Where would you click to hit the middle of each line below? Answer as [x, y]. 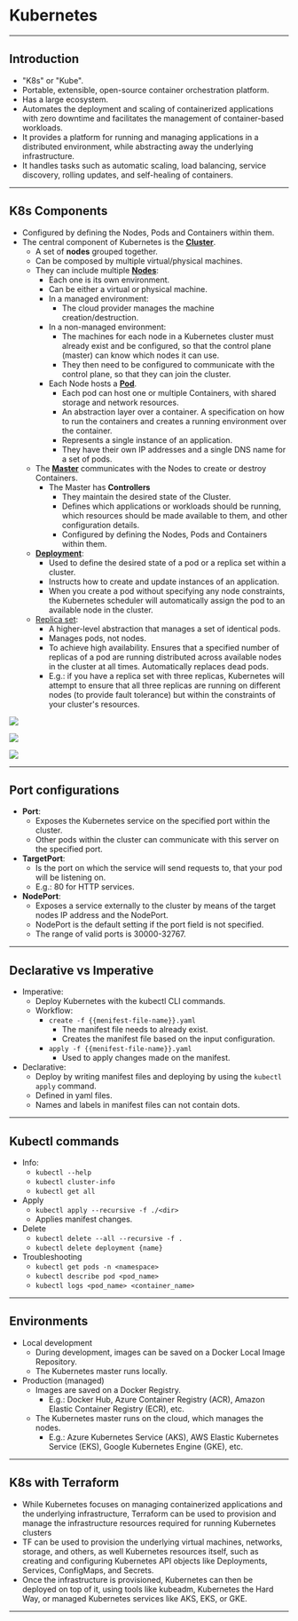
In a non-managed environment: [107, 327]
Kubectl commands [64, 1141]
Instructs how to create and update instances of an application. [164, 581]
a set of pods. [87, 459]
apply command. [66, 1086]
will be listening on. [71, 878]
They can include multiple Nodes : [97, 270]
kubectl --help [63, 1173]
